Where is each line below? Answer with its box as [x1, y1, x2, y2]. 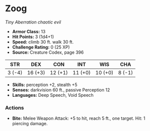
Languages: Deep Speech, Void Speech [12, 92, 94, 98]
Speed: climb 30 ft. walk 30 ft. [12, 39, 74, 44]
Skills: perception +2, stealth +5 [12, 82, 77, 87]
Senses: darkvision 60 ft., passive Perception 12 [12, 87, 110, 93]
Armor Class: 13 [12, 28, 46, 34]
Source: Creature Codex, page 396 [12, 49, 84, 55]
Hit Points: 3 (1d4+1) [12, 34, 54, 40]
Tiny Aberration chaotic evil [5, 19, 61, 25]
